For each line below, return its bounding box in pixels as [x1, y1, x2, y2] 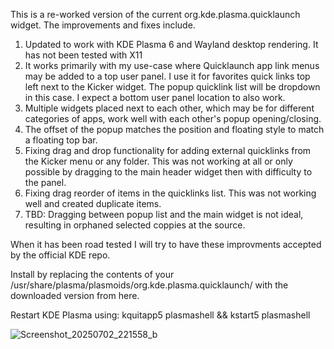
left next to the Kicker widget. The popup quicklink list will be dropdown [24, 81, 321, 93]
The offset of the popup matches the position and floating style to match [24, 124, 325, 135]
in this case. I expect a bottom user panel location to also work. [24, 92, 286, 103]
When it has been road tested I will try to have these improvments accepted [10, 239, 322, 250]
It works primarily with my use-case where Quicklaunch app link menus [24, 60, 320, 71]
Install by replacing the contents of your [10, 269, 175, 280]
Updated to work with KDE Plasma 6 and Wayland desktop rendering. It [24, 39, 319, 50]
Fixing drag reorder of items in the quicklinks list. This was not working [24, 187, 317, 199]
